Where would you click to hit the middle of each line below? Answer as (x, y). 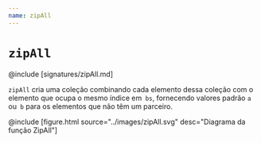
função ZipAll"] (33, 130)
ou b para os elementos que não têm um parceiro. (91, 106)
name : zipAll (30, 15)
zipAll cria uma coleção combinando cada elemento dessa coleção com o (131, 89)
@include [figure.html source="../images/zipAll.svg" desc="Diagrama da (127, 122)
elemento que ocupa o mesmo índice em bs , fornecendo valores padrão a (130, 98)
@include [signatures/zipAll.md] (61, 74)
